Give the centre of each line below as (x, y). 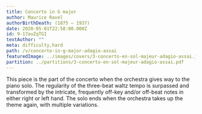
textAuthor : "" (25, 40)
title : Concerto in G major (41, 12)
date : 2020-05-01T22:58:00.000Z (47, 28)
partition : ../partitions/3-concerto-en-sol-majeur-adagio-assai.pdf (95, 62)
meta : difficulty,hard (35, 46)
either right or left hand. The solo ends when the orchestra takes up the (95, 98)
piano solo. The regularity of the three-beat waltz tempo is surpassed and (98, 85)
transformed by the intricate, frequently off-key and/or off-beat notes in (95, 92)
